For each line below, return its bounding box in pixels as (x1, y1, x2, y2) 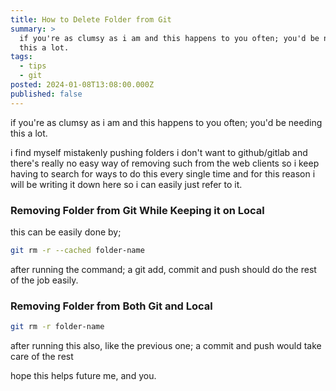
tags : (10, 52, 33, 62)
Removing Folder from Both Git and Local (10, 299, 213, 313)
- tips (19, 61, 47, 71)
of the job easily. (10, 274, 79, 286)
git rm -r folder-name (10, 322, 105, 332)
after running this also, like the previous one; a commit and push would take (10, 339, 322, 351)
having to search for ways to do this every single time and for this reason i (10, 167, 316, 180)
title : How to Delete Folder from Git (10, 14, 172, 25)
